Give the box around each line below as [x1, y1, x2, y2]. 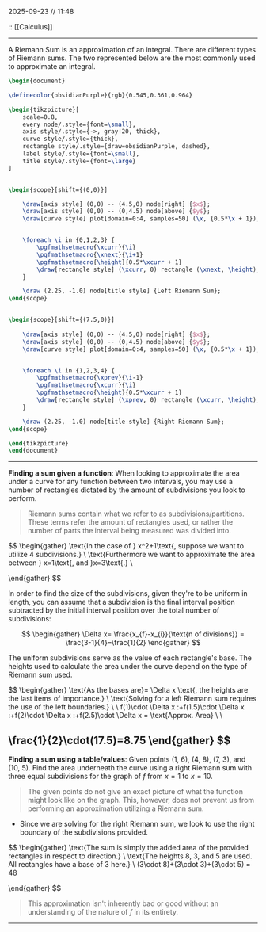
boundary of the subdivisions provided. [19, 827, 149, 837]
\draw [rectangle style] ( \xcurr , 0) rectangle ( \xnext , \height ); [36, 265, 260, 273]
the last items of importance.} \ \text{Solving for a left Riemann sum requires [8, 693, 257, 704]
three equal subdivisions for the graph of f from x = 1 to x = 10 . [8, 772, 214, 781]
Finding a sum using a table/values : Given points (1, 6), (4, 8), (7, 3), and [8, 754, 246, 764]
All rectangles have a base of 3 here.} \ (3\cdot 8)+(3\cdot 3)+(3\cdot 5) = [8, 860, 251, 869]
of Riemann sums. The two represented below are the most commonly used [8, 53, 256, 63]
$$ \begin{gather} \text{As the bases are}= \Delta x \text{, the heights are [8, 686, 249, 695]
